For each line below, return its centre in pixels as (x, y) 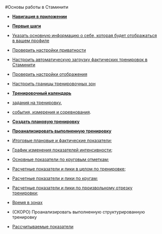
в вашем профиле (31, 41)
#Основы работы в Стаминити (37, 7)
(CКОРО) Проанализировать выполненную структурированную (78, 212)
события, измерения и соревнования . (52, 112)
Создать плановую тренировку (46, 121)
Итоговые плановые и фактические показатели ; (62, 140)
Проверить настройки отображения (50, 74)
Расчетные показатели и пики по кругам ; (55, 178)
